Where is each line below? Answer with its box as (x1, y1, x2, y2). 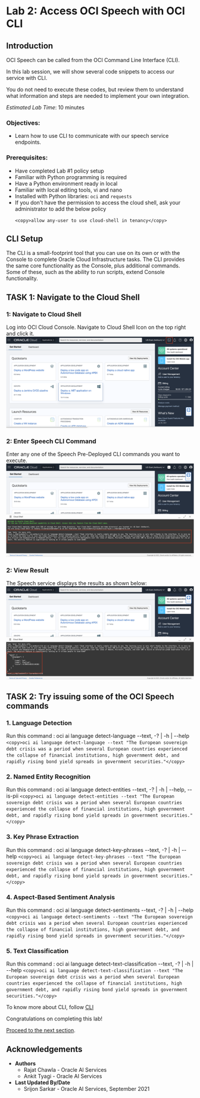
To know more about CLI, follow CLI (6, 1004, 94, 1011)
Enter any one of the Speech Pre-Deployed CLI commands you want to (6, 451, 180, 458)
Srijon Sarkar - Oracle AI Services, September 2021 (23, 1085, 150, 1093)
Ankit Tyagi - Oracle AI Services (23, 1073, 102, 1080)
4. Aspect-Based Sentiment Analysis (6, 893, 115, 901)
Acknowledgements (6, 1044, 83, 1054)
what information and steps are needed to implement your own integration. (6, 93, 190, 99)
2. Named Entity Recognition (6, 772, 91, 780)
